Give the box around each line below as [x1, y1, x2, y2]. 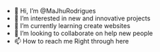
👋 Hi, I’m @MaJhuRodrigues [13, 7, 96, 15]
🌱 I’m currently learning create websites [13, 22, 131, 30]
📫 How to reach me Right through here [13, 37, 130, 45]
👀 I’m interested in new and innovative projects [13, 14, 151, 22]
